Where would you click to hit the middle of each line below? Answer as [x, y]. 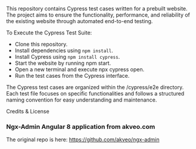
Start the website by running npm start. [63, 63]
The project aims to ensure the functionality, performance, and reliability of [98, 15]
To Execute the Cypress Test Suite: [49, 33]
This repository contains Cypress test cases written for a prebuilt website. [97, 9]
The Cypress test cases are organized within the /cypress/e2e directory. [95, 87]
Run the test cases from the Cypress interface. [72, 76]
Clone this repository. [41, 44]
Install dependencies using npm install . [64, 50]
